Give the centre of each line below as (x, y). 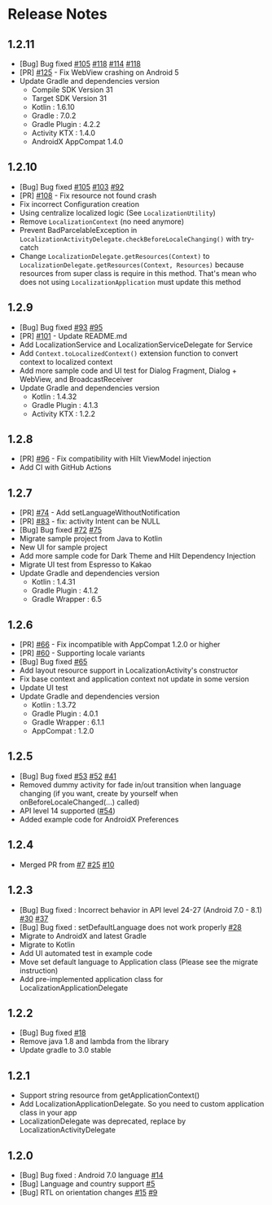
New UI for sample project (63, 547)
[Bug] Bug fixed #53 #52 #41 (68, 776)
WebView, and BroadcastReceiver (76, 379)
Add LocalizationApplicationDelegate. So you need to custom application (142, 1104)
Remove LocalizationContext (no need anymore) (102, 221)
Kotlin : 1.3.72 (54, 705)
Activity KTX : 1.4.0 (63, 133)
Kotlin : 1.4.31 (53, 582)
